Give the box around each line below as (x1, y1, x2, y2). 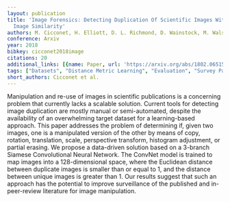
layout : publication (7, 10, 66, 17)
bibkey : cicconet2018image (7, 49, 84, 55)
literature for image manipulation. (42, 187, 137, 195)
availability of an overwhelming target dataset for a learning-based (7, 114, 195, 123)
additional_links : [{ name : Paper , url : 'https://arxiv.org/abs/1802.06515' (7, 61, 228, 68)
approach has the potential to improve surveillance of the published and (7, 179, 210, 188)
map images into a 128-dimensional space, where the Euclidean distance (7, 158, 213, 166)
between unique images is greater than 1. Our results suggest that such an (7, 173, 217, 181)
